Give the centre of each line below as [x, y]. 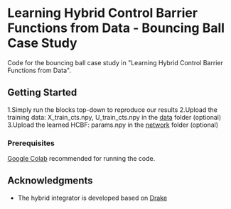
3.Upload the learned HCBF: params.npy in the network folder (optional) [113, 125]
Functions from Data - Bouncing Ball [116, 28]
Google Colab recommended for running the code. [81, 159]
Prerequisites [31, 143]
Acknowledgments [50, 181]
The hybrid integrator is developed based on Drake [92, 198]
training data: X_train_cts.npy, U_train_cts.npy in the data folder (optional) [114, 117]
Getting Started [42, 92]
